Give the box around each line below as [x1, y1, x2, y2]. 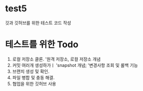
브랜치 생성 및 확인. [12, 68, 49, 74]
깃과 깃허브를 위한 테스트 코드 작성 [5, 20, 71, 26]
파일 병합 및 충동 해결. [12, 74, 55, 80]
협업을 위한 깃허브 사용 [12, 81, 56, 87]
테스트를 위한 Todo [5, 39, 79, 50]
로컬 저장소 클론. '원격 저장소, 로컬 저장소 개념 [12, 56, 101, 62]
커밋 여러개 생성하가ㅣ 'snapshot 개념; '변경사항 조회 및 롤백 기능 [12, 62, 138, 68]
